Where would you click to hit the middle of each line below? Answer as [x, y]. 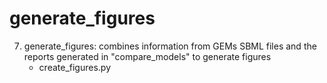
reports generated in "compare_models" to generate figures [147, 56]
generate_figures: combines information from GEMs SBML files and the [170, 46]
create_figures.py [75, 67]
